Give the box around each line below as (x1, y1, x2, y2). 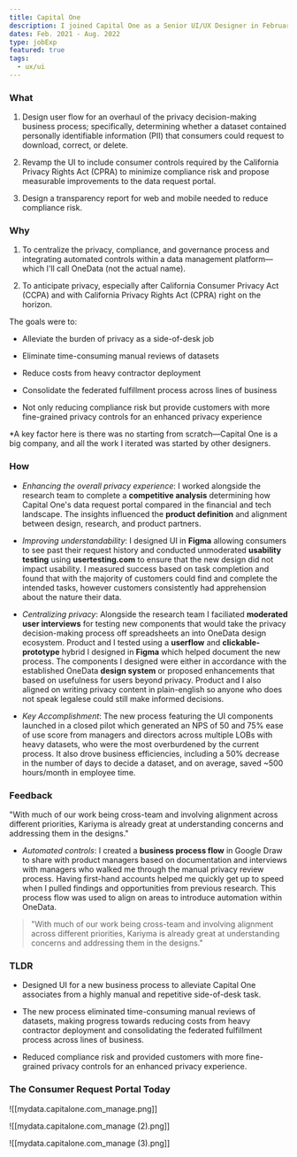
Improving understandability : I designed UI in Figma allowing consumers (21, 535, 287, 545)
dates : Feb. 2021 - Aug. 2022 (9, 29, 121, 38)
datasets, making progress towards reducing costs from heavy (21, 1015, 251, 1027)
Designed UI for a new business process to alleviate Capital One (21, 980, 256, 991)
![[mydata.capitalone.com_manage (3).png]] (9, 1138, 171, 1148)
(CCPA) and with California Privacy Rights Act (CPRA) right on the (21, 289, 262, 301)
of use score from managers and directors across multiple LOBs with (21, 729, 273, 740)
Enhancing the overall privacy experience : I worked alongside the (21, 480, 261, 491)
